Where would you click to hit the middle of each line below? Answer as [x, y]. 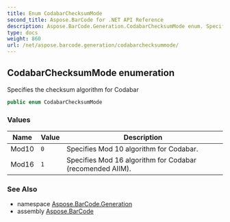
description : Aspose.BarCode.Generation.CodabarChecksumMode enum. [105, 26]
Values [19, 119]
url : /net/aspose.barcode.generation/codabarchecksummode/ [93, 45]
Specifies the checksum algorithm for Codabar [73, 89]
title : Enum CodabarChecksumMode [55, 13]
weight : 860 [24, 39]
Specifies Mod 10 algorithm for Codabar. [132, 149]
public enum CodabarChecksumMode [55, 102]
